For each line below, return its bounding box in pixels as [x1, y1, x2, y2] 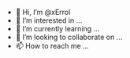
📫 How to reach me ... [15, 42, 89, 50]
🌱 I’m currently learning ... [15, 24, 100, 33]
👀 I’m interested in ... [15, 16, 83, 25]
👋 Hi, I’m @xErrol [15, 8, 71, 16]
